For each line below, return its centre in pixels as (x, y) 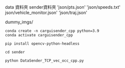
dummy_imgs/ (19, 22)
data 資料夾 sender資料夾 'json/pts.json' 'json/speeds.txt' (63, 7)
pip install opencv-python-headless (42, 44)
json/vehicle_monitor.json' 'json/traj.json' (46, 13)
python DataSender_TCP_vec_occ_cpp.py (44, 61)
